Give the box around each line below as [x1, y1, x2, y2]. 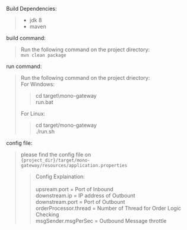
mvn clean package [20, 52, 66, 58]
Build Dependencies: [6, 5, 57, 12]
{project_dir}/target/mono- [20, 157, 90, 163]
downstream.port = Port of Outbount [35, 198, 126, 205]
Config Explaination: [35, 173, 85, 180]
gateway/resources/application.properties [20, 163, 128, 169]
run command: [6, 63, 42, 70]
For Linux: [20, 110, 46, 117]
